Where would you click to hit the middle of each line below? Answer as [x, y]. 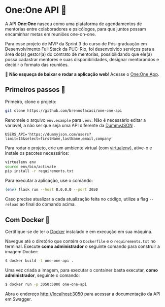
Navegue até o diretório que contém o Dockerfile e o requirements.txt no [81, 241]
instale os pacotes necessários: [37, 153]
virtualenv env [21, 162]
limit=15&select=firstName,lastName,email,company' [59, 138]
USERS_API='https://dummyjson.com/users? [48, 134]
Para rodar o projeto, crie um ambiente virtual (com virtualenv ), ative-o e [79, 148]
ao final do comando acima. [48, 205]
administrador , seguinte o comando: [43, 275]
